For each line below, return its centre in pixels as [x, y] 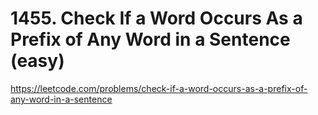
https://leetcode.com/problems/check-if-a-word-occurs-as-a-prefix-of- [159, 88]
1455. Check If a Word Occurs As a [156, 18]
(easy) [37, 61]
